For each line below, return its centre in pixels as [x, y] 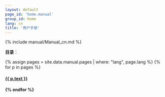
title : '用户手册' [23, 28]
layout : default [22, 10]
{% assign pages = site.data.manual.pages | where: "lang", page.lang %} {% [83, 62]
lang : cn [14, 23]
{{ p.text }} [16, 78]
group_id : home [21, 19]
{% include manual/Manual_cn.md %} [44, 42]
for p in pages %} [23, 67]
